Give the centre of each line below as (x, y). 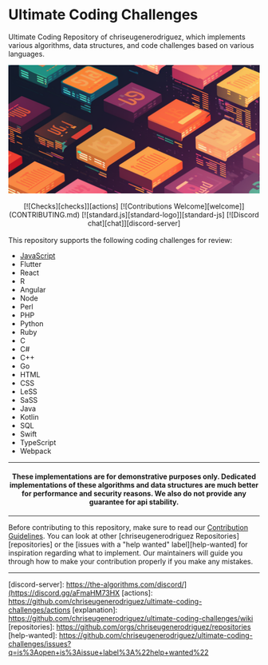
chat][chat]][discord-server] (134, 223)
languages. (27, 54)
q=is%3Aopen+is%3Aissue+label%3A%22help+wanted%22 (108, 652)
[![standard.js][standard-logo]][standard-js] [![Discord (170, 214)
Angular (33, 289)
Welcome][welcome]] (209, 206)
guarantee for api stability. (134, 502)
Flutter (31, 264)
